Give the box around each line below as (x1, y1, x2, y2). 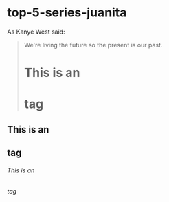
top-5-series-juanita (7, 5, 127, 21)
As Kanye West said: (7, 27, 65, 36)
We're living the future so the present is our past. (23, 41, 163, 49)
